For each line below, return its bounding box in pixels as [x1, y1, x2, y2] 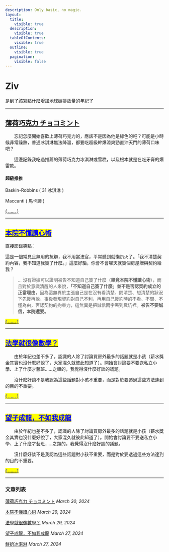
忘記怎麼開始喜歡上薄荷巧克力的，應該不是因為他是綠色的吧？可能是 [14, 133, 155, 139]
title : [10, 17, 24, 22]
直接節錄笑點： [5, 243, 36, 249]
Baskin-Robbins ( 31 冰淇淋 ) [5, 187, 64, 193]
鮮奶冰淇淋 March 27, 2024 [5, 541, 61, 547]
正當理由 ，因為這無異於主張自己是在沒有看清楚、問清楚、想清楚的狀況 [17, 290, 163, 296]
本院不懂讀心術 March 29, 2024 [5, 509, 71, 515]
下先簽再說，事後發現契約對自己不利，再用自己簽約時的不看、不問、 [17, 296, 159, 302]
